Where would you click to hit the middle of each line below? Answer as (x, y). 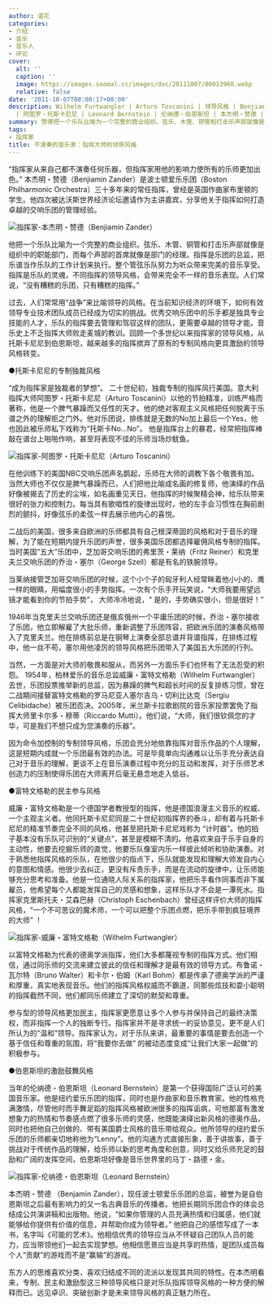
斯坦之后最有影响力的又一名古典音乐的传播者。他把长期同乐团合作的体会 (136, 1204)
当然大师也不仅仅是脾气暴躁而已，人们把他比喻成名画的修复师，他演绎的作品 (136, 483)
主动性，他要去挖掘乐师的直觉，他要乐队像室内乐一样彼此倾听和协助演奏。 (133, 848)
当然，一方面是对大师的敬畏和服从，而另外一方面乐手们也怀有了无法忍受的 (133, 664)
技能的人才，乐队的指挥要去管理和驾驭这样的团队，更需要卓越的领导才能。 (133, 322)
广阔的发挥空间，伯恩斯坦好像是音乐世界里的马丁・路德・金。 (126, 1159)
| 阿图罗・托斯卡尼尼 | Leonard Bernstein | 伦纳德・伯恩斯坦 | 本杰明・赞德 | (140, 115)
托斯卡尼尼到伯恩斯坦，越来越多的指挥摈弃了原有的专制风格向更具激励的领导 (136, 343)
